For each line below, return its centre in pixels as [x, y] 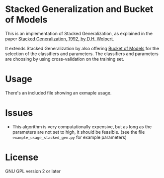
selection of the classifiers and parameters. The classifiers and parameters [82, 54]
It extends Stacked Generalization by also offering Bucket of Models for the [82, 48]
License [22, 157]
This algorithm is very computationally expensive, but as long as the [82, 127]
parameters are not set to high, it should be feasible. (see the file [79, 132]
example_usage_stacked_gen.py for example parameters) [69, 137]
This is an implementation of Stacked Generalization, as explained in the [79, 33]
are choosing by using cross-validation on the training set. [65, 59]
